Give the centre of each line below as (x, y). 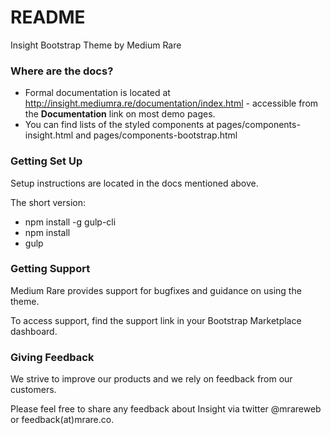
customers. (33, 390)
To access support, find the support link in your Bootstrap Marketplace (156, 320)
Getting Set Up (46, 161)
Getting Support (50, 269)
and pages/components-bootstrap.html (156, 135)
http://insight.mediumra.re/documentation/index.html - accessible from (171, 103)
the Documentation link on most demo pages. (120, 114)
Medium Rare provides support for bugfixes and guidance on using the (156, 290)
